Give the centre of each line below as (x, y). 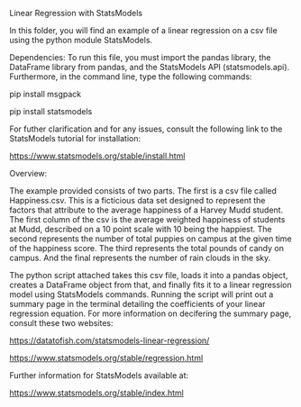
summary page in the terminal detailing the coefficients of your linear (137, 304)
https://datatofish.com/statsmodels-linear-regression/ (109, 340)
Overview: (28, 173)
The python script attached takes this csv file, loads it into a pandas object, (149, 275)
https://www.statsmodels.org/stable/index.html (97, 393)
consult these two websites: (62, 323)
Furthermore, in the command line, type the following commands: (131, 77)
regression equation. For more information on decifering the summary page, (150, 313)
